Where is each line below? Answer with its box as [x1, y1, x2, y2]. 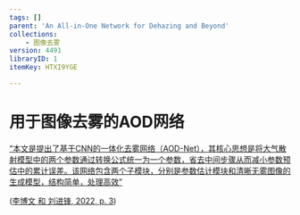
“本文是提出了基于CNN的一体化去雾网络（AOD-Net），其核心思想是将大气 [9, 143, 279, 153]
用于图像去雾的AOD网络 [9, 112, 185, 132]
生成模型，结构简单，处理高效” [9, 176, 123, 187]
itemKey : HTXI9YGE [9, 63, 78, 72]
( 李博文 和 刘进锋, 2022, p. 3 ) [9, 195, 117, 206]
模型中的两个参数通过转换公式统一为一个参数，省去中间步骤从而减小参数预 [16, 153, 291, 165]
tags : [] [9, 12, 42, 22]
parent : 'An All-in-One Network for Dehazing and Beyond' [9, 21, 229, 30]
